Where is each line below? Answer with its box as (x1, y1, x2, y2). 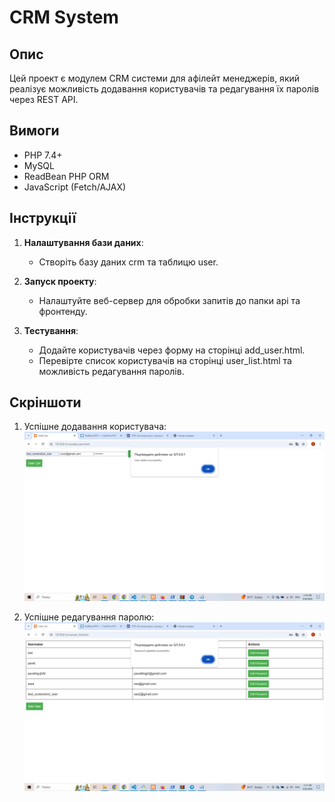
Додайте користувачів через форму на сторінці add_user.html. (38, 344, 306, 356)
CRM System (9, 6, 119, 29)
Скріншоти (9, 394, 82, 411)
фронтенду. (38, 305, 88, 317)
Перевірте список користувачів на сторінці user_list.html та (38, 354, 292, 366)
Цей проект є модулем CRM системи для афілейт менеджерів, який (9, 72, 301, 84)
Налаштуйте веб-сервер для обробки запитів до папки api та (38, 294, 301, 306)
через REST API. (9, 94, 79, 105)
